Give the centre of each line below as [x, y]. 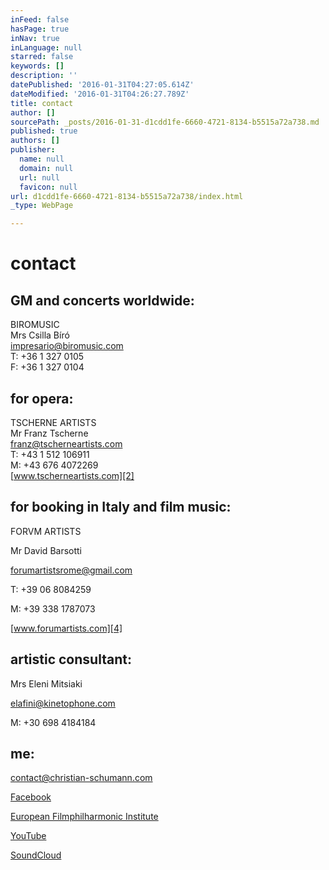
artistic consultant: [71, 659]
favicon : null [48, 187]
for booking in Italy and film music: [121, 507]
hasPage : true [40, 29]
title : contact [42, 103]
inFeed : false [40, 19]
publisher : [33, 150]
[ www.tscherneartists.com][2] [72, 475]
